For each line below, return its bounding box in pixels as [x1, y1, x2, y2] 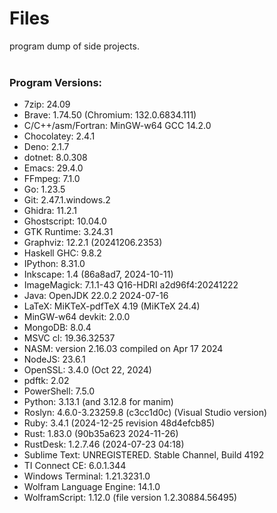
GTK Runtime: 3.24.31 [23, 226, 114, 238]
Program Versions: [9, 75, 103, 89]
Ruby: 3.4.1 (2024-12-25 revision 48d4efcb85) [23, 417, 216, 429]
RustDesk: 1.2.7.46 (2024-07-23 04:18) [23, 438, 185, 451]
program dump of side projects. [9, 40, 140, 52]
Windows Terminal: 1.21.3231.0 [23, 470, 151, 482]
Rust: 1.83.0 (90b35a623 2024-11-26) [23, 428, 179, 440]
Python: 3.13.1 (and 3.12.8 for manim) [23, 396, 174, 408]
